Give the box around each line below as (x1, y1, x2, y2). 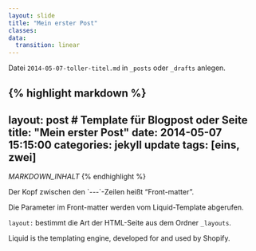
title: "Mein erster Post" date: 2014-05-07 (8, 125, 223, 139)
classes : (8, 26, 37, 34)
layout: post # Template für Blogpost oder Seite (8, 113, 249, 127)
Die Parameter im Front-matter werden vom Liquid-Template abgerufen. (8, 202, 244, 212)
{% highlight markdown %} (8, 86, 147, 100)
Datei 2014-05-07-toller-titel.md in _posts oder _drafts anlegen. (8, 63, 226, 73)
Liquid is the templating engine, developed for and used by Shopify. (8, 233, 230, 243)
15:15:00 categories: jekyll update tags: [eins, (8, 138, 240, 151)
